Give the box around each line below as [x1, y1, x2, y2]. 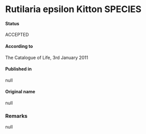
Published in [5, 66, 32, 72]
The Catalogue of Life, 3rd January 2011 [5, 54, 88, 60]
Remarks [5, 112, 28, 119]
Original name [5, 89, 35, 95]
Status [5, 20, 20, 26]
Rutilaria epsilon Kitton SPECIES [5, 4, 142, 15]
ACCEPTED [5, 32, 29, 38]
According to [5, 43, 33, 49]
